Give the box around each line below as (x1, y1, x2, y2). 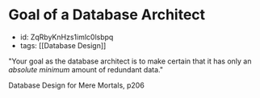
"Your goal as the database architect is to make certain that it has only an (8, 56, 252, 66)
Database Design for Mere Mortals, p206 (8, 80, 145, 90)
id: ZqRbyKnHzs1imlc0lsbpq (19, 32, 114, 42)
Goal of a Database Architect (8, 6, 206, 24)
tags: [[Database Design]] (19, 40, 107, 50)
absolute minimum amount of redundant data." (8, 64, 164, 74)
